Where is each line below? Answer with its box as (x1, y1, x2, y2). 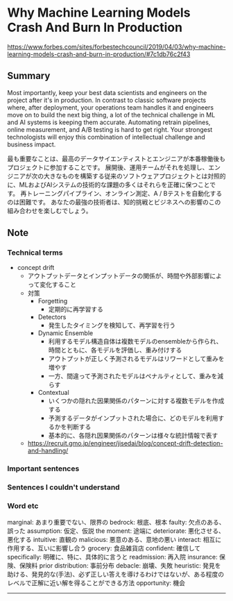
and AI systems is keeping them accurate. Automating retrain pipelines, (7, 118, 211, 126)
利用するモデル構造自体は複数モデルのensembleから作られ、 (48, 337, 223, 346)
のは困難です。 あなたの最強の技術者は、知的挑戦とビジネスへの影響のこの (7, 198, 221, 206)
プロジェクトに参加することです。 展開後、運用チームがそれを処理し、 (7, 163, 209, 171)
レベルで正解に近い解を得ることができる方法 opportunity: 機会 (7, 578, 186, 587)
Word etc (7, 501, 39, 511)
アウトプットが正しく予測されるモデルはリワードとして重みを (48, 355, 225, 363)
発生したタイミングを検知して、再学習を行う (48, 321, 176, 330)
